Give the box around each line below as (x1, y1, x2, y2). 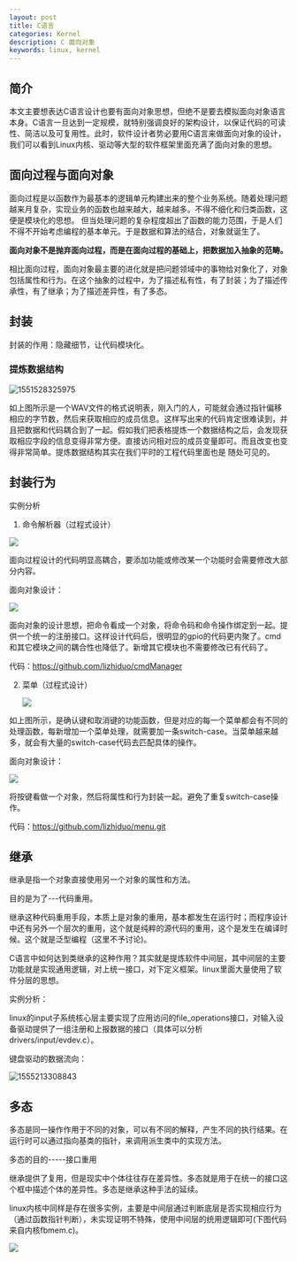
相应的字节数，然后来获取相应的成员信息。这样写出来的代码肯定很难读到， (9, 413, 280, 424)
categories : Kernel (9, 29, 81, 38)
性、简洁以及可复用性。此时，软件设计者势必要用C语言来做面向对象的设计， (9, 127, 286, 138)
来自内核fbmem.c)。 (9, 1225, 84, 1235)
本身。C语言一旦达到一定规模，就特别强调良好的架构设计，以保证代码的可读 (9, 117, 286, 127)
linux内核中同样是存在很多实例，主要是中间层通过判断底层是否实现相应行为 (9, 1203, 282, 1213)
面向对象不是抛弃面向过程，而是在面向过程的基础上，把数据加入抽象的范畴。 (9, 244, 288, 255)
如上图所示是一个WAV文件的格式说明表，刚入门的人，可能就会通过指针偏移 (9, 402, 283, 412)
